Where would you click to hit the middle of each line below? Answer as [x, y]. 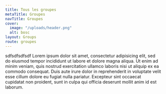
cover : [12, 23]
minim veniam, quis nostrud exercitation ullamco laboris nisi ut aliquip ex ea [82, 66]
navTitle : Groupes [24, 19]
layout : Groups [21, 37]
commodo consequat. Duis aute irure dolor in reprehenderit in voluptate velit [83, 71]
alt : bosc [20, 32]
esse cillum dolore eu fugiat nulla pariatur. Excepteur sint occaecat [73, 76]
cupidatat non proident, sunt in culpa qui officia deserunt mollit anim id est [81, 82]
